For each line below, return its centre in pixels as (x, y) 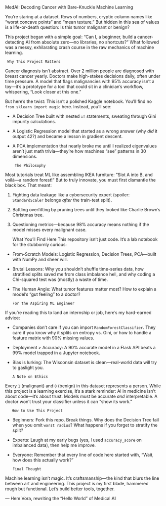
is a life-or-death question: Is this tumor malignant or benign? (67, 27)
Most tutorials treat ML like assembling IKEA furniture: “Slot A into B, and (79, 175)
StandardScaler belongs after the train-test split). (62, 200)
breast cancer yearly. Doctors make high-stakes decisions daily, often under (83, 76)
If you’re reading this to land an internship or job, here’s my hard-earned (78, 313)
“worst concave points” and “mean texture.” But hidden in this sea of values (82, 22)
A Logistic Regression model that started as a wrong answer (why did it (85, 131)
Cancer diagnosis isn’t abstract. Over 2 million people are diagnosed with (80, 71)
